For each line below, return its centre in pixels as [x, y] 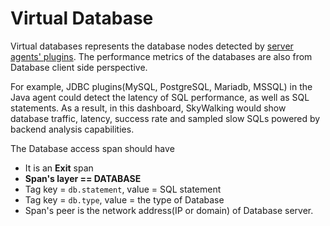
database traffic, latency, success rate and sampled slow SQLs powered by [165, 118]
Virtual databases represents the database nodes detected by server [152, 46]
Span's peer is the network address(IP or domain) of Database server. [169, 210]
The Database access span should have [92, 148]
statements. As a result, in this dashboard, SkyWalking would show [148, 108]
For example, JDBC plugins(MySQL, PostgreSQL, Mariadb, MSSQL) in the [161, 86]
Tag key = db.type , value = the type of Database [124, 199]
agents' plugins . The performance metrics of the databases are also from [161, 56]
